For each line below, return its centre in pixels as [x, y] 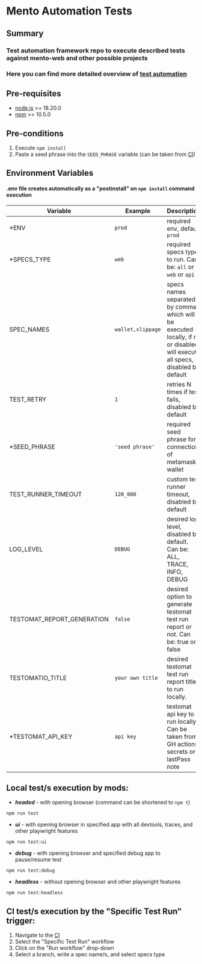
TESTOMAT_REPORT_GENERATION [59, 619]
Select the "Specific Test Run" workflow [65, 942]
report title [182, 682]
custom [177, 479]
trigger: [21, 920]
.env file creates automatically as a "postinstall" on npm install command [100, 188]
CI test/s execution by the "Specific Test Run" [94, 911]
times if [177, 391]
